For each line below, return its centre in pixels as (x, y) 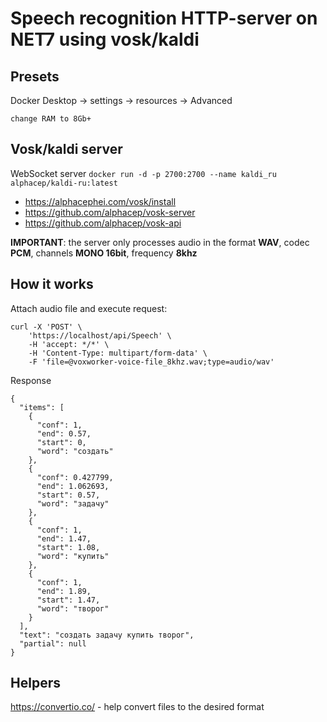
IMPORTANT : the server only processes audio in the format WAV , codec (160, 242)
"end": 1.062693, (73, 486)
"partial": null (53, 643)
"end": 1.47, (64, 538)
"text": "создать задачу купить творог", (107, 635)
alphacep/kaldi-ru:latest (64, 183)
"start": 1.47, (68, 600)
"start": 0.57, (68, 495)
